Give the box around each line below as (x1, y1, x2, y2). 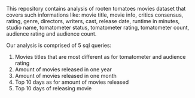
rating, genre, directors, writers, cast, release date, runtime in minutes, (6, 18, 180, 24)
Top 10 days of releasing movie (14, 85, 92, 91)
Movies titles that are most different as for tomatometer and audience (14, 53, 187, 60)
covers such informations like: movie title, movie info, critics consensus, (6, 11, 184, 18)
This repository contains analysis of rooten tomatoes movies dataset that (6, 5, 186, 12)
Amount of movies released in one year (14, 66, 112, 73)
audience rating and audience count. (6, 30, 97, 37)
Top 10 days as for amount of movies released (14, 78, 129, 86)
